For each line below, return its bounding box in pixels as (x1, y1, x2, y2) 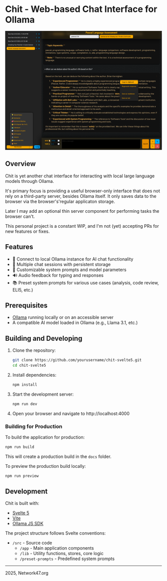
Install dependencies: (12, 372, 57, 378)
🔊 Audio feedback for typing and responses (12, 272, 104, 278)
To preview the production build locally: (5, 463, 86, 469)
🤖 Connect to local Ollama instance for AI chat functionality (12, 256, 134, 262)
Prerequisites (5, 301, 48, 309)
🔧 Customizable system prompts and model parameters (12, 267, 127, 273)
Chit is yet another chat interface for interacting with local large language (5, 173, 155, 179)
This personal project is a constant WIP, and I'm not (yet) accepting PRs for (5, 223, 159, 229)
